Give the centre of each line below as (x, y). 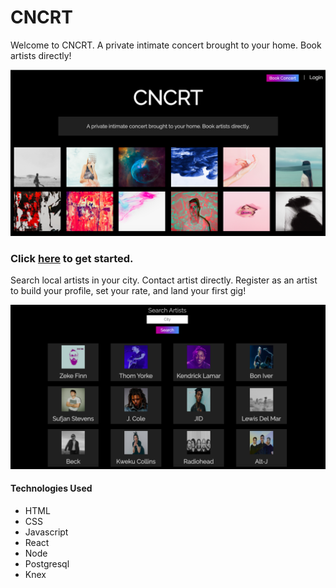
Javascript (46, 532)
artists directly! (41, 55)
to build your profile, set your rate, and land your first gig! (128, 291)
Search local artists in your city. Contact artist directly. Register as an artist (164, 280)
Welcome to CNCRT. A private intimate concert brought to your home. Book (166, 45)
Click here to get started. (72, 258)
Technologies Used (51, 488)
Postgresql (47, 564)
